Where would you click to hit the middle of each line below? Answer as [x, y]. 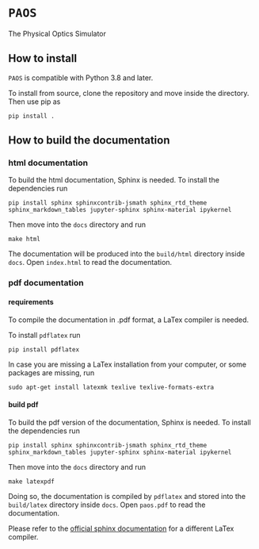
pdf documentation [46, 283]
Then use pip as [34, 102]
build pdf [23, 405]
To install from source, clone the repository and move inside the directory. [129, 93]
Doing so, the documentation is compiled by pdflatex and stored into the [127, 496]
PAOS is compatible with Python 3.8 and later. [81, 78]
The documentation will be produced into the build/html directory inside [127, 254]
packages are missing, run [51, 372]
